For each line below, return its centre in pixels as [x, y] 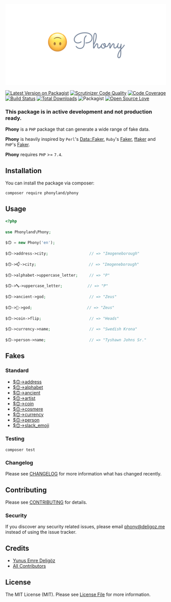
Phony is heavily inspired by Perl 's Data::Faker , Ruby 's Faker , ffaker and [80, 139]
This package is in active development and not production [79, 112]
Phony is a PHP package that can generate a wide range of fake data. [78, 129]
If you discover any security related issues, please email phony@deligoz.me [85, 527]
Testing [15, 439]
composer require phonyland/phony [42, 193]
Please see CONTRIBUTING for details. [46, 502]
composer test [20, 450]
